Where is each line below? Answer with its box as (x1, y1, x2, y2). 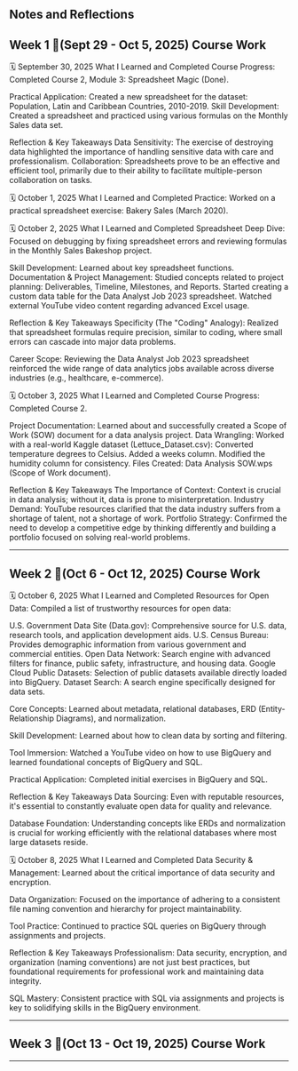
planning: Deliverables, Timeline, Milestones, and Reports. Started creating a (9, 282, 289, 292)
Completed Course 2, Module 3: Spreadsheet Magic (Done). (9, 75, 229, 85)
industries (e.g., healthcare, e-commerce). (9, 372, 164, 383)
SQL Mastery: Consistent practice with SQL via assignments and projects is (9, 993, 285, 1003)
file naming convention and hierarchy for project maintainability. (9, 904, 242, 915)
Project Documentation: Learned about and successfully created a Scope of (9, 420, 287, 431)
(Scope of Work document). (9, 468, 111, 478)
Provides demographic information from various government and (9, 639, 247, 650)
